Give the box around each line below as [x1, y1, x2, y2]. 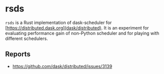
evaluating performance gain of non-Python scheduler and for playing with [5, 30, 159, 36]
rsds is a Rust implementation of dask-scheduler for [5, 19, 112, 25]
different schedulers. [5, 35, 48, 41]
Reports [5, 50, 31, 58]
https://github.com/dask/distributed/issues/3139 [12, 63, 112, 69]
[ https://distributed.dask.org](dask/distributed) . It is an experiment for [5, 24, 149, 30]
